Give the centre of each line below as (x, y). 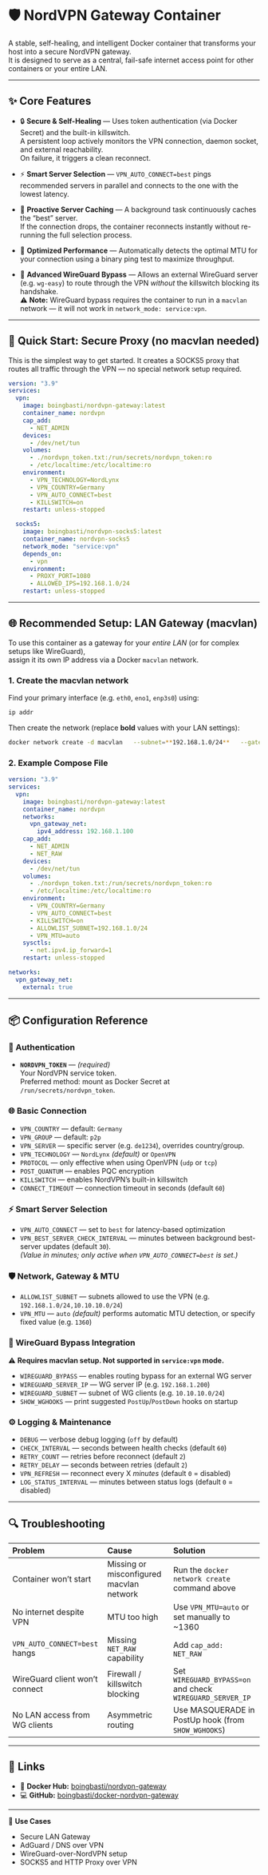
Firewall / (124, 1674)
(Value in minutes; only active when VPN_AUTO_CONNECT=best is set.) (129, 1255)
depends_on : (42, 554)
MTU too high (133, 1617)
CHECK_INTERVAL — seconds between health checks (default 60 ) (123, 1447)
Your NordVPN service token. (68, 1073)
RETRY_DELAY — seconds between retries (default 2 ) (104, 1465)
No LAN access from (51, 1714)
